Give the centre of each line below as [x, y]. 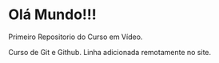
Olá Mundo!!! [53, 15]
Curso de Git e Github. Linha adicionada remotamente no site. [110, 52]
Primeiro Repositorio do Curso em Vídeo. [76, 37]
